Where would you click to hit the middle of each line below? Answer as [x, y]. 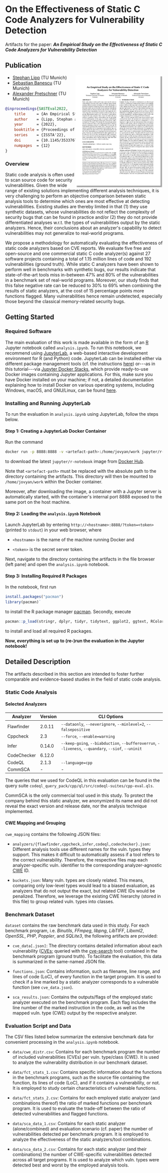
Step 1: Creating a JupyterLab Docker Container [56, 431]
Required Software [28, 332]
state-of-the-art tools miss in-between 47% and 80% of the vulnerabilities [82, 274]
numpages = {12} [32, 145]
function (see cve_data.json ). [43, 987]
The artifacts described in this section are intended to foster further [74, 674]
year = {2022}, [35, 124]
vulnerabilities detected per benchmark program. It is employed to [80, 1134]
